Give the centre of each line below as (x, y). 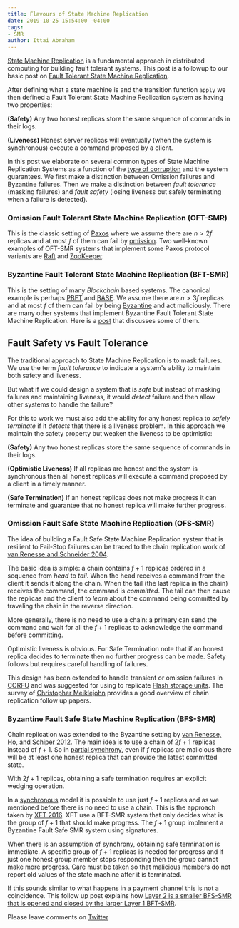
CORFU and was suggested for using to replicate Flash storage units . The (115, 685)
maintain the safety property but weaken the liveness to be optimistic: (110, 433)
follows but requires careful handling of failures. (78, 663)
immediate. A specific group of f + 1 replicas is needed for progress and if (116, 852)
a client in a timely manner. (47, 484)
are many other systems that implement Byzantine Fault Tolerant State (111, 313)
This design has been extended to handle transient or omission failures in (115, 678)
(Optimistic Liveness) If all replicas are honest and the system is (103, 469)
